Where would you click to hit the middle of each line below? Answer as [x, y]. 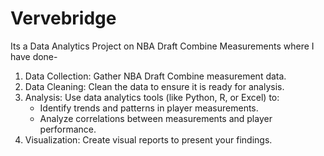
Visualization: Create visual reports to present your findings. [148, 139]
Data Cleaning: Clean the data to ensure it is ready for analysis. [154, 86]
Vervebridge [63, 18]
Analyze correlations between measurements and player [156, 118]
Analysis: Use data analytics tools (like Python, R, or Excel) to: [152, 97]
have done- [34, 56]
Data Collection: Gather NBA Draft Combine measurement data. [155, 76]
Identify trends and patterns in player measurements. [149, 108]
